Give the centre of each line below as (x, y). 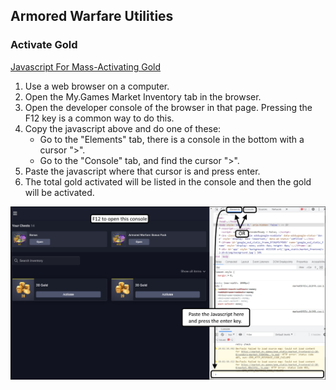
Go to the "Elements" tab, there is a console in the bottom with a (172, 139)
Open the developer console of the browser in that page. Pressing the (168, 107)
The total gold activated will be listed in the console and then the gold (168, 181)
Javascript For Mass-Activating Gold (86, 66)
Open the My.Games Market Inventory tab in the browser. (143, 96)
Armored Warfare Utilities (92, 16)
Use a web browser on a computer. (97, 86)
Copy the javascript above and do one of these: (123, 128)
